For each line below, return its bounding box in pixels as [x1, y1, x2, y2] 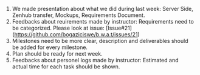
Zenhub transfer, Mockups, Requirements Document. [12, 11, 145, 19]
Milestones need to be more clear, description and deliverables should [12, 37, 188, 44]
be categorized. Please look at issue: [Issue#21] [12, 24, 133, 31]
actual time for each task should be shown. [12, 63, 120, 70]
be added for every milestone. [12, 44, 88, 51]
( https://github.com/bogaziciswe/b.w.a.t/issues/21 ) [12, 31, 140, 38]
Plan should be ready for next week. [12, 50, 103, 57]
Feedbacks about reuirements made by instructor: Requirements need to [12, 18, 195, 25]
